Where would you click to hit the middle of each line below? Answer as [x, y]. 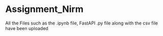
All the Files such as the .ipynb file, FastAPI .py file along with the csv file [81, 23]
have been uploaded [27, 28]
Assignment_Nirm [44, 9]
